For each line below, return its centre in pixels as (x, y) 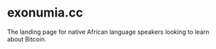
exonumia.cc (45, 13)
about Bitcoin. (27, 39)
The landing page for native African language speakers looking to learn (108, 32)
